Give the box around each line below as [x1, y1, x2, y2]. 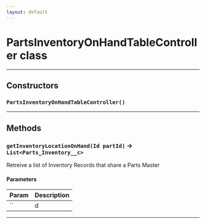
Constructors [6, 80, 59, 91]
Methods [6, 123, 42, 133]
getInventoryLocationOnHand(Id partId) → [6, 141, 133, 150]
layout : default [6, 9, 48, 15]
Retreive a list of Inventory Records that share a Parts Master [6, 161, 160, 169]
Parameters [6, 176, 37, 183]
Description [34, 191, 70, 199]
